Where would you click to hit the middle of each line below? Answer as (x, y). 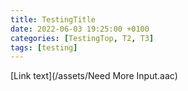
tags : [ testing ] (44, 47)
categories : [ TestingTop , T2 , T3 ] (82, 38)
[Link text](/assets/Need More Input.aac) (94, 76)
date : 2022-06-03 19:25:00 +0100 (80, 29)
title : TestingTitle (53, 19)
